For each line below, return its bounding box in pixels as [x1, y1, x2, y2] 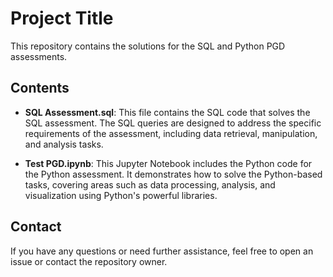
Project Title [10, 7, 114, 30]
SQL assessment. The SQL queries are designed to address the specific [24, 117, 322, 129]
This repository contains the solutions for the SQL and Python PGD [10, 40, 286, 52]
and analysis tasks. [24, 138, 104, 150]
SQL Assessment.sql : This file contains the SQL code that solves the [24, 106, 311, 118]
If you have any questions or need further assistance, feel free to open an [10, 245, 314, 257]
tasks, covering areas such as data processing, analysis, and [24, 178, 276, 191]
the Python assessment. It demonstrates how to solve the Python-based [24, 168, 323, 180]
